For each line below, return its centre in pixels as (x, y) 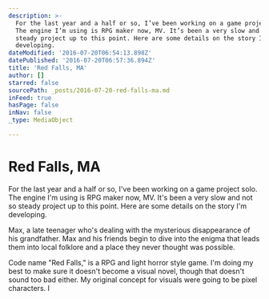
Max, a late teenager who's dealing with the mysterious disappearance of (129, 230)
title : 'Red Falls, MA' (48, 68)
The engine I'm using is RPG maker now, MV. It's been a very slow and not (131, 197)
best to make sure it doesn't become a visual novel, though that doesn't (126, 271)
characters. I (29, 288)
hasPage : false (34, 105)
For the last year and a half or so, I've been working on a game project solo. (133, 188)
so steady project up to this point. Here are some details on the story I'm (128, 206)
